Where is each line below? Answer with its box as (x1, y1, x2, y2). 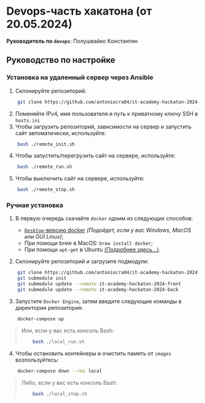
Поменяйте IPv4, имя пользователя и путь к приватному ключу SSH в (15, 110, 198, 117)
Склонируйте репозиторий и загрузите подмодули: (15, 258, 149, 265)
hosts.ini (15, 117, 41, 124)
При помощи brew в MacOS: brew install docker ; (24, 239, 153, 247)
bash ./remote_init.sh (17, 141, 75, 147)
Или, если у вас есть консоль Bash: (21, 327, 115, 334)
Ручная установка (6, 201, 63, 209)
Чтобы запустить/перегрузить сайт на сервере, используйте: (15, 152, 176, 159)
